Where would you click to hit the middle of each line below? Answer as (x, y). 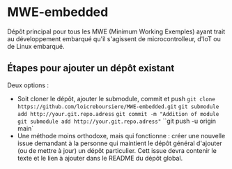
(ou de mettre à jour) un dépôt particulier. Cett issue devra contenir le (117, 150)
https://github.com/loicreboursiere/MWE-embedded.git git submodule (118, 106)
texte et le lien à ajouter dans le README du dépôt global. (100, 158)
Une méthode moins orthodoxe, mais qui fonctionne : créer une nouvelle (121, 135)
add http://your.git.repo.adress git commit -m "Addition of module (118, 114)
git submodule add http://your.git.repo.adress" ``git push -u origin (117, 121)
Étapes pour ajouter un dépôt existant (91, 68)
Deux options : (28, 85)
